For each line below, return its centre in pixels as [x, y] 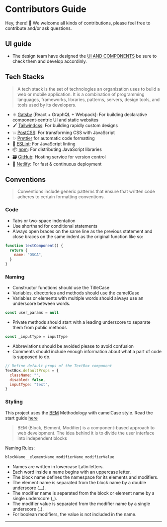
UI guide [18, 44]
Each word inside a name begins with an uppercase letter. [72, 472]
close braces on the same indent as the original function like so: [78, 236]
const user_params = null [32, 313]
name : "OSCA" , [29, 255]
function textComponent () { [34, 246]
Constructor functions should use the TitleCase [61, 288]
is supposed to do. [31, 357]
